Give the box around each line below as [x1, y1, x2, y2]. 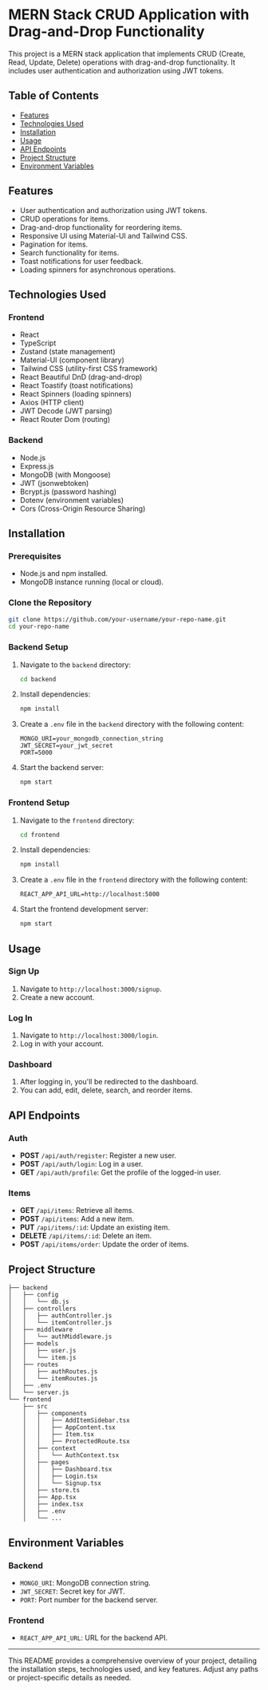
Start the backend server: [19, 763, 104, 772]
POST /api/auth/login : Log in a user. [19, 1159, 144, 1169]
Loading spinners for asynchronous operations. [19, 265, 176, 274]
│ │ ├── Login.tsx [22, 1472, 98, 1481]
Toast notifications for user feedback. [19, 256, 144, 266]
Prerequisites [8, 551, 61, 562]
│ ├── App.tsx [22, 1494, 77, 1502]
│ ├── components [22, 1410, 88, 1418]
